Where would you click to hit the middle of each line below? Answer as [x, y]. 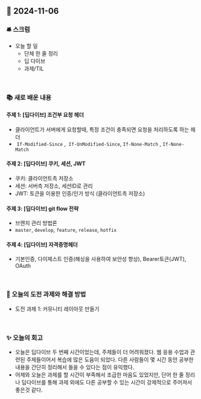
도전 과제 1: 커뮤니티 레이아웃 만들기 [57, 309]
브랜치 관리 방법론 [36, 223]
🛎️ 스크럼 [18, 30]
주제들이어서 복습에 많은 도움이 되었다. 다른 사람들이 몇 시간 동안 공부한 [110, 360]
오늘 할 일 [26, 45]
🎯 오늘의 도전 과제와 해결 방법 [46, 294]
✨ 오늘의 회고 [25, 338]
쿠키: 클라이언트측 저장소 [44, 179]
